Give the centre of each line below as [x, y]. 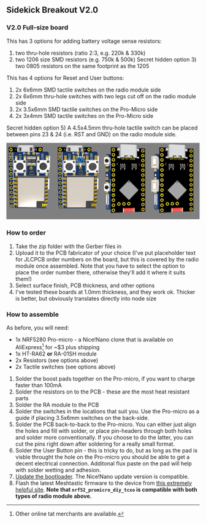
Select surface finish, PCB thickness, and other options [85, 285]
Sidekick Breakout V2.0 [52, 10]
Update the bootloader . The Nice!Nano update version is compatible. [102, 476]
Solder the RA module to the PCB [57, 405]
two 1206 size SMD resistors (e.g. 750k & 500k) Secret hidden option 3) [106, 59]
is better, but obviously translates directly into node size [86, 298]
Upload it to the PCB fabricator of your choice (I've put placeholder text [105, 253]
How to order [26, 233]
